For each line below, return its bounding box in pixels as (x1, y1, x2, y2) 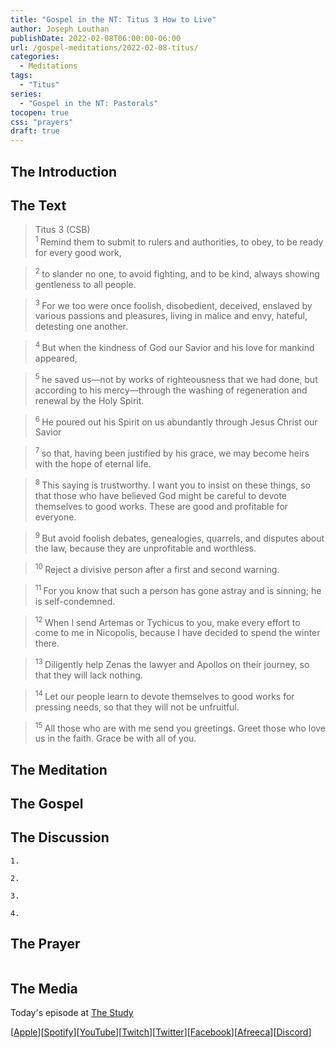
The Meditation (10, 761, 108, 778)
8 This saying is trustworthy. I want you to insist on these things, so (34, 477, 311, 491)
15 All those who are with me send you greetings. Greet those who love (34, 720, 327, 734)
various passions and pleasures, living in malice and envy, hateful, (34, 310, 308, 322)
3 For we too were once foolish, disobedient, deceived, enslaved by (34, 297, 313, 311)
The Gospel (10, 795, 84, 812)
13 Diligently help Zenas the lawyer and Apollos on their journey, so (34, 657, 310, 670)
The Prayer (10, 936, 81, 953)
